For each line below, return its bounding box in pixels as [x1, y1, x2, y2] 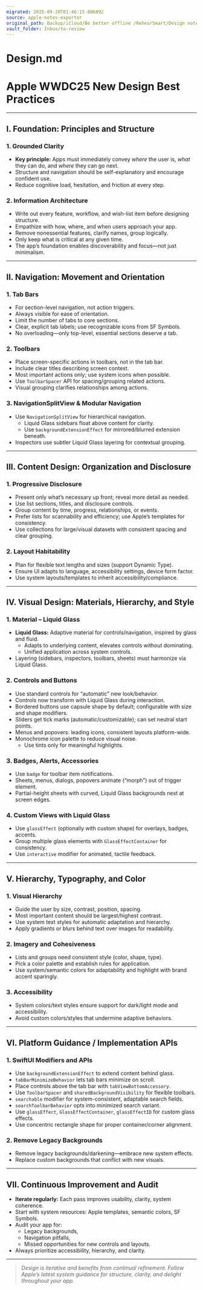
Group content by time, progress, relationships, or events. [14, 506, 159, 514]
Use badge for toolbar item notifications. [14, 770, 114, 777]
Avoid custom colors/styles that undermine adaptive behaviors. [14, 1014, 173, 1022]
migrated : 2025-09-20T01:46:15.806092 [6, 8, 104, 15]
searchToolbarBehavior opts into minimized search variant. [14, 1102, 161, 1109]
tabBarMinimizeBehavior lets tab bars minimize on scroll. [14, 1076, 155, 1083]
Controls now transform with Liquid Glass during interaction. [14, 696, 166, 703]
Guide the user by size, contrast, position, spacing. [14, 905, 142, 913]
